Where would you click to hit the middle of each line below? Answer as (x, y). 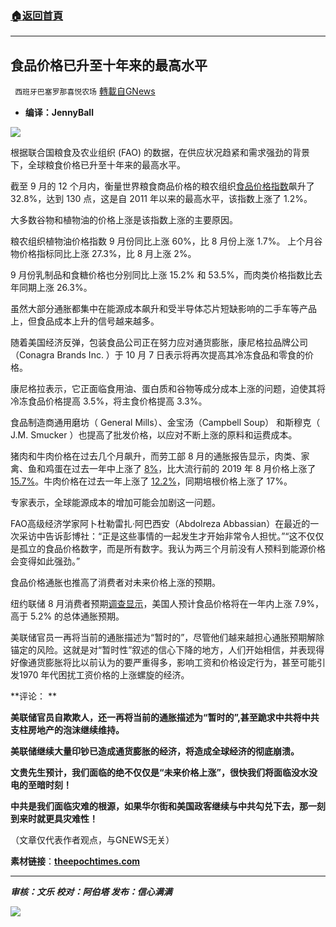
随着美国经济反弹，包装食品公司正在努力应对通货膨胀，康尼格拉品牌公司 (159, 343)
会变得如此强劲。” (45, 561)
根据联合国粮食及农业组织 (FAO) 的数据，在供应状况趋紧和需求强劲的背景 (160, 153)
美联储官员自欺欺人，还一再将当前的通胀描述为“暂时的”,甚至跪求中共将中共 (165, 718)
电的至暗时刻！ (41, 785)
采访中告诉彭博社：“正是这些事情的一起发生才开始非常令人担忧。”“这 (158, 536)
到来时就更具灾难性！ (54, 819)
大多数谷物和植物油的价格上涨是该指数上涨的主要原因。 (124, 220)
